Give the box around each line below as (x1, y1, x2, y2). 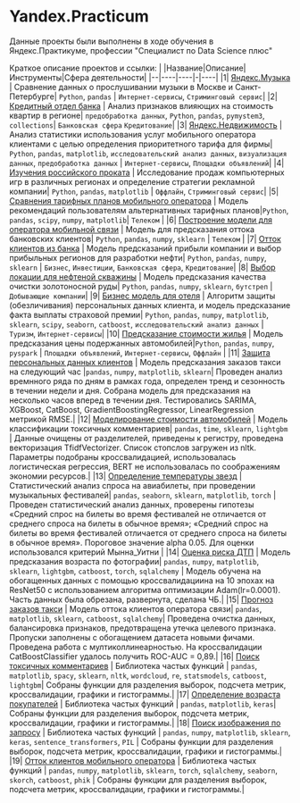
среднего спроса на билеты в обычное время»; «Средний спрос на (9, 518, 269, 529)
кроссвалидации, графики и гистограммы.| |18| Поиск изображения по (9, 717, 281, 728)
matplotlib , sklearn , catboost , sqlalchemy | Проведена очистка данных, (9, 613, 276, 623)
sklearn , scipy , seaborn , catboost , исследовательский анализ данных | (9, 319, 264, 330)
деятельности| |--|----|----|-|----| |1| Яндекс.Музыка (91, 71, 291, 82)
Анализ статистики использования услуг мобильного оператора (9, 129, 256, 139)
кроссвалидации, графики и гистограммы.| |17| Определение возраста (9, 689, 281, 699)
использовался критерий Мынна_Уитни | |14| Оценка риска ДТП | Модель (9, 547, 291, 557)
